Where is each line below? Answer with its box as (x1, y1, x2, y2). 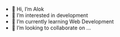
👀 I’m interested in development (11, 12, 88, 19)
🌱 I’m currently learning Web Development (11, 18, 114, 25)
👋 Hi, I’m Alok (11, 6, 44, 12)
